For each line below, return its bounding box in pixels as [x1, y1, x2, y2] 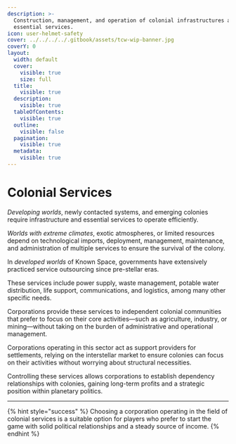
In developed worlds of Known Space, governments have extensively [7, 258, 207, 266]
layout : [7, 50, 30, 57]
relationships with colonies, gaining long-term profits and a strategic [7, 379, 205, 388]
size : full [20, 75, 52, 83]
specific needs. [7, 293, 52, 302]
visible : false [20, 128, 65, 135]
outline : [13, 121, 39, 129]
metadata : [13, 148, 42, 155]
